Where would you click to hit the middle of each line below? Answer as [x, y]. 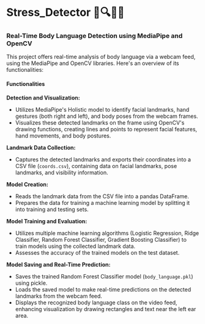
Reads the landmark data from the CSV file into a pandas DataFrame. [102, 196]
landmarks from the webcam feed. [59, 296]
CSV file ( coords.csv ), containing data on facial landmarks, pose [96, 166]
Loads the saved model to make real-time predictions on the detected [103, 289]
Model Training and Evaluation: [47, 221]
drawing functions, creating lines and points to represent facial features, [106, 129]
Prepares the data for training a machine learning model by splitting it [102, 202]
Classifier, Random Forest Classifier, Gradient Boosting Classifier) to [101, 239]
